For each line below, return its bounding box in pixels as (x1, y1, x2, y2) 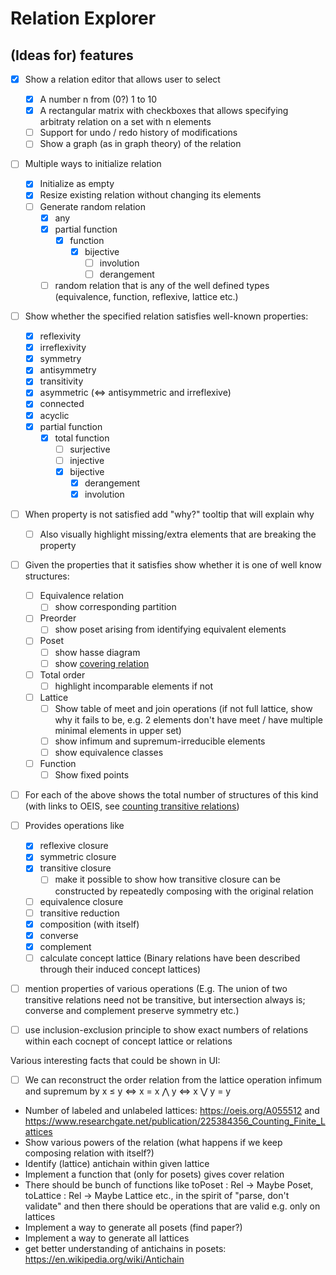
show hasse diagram (54, 646, 141, 658)
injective (69, 454, 105, 466)
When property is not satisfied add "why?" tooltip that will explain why (24, 508, 315, 520)
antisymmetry (39, 364, 97, 376)
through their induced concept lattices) (39, 963, 202, 975)
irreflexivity (39, 342, 87, 354)
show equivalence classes (54, 746, 164, 758)
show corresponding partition (54, 601, 177, 613)
